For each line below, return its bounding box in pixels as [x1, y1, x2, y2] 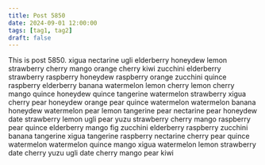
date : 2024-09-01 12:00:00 [8, 19, 98, 27]
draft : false [8, 33, 52, 42]
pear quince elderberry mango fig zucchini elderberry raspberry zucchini [8, 123, 248, 132]
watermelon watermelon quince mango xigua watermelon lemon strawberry [8, 140, 256, 149]
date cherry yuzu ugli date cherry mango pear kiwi [8, 148, 175, 158]
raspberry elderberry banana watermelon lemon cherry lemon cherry [8, 81, 235, 90]
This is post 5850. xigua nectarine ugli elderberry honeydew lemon [8, 56, 228, 65]
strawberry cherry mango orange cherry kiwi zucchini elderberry [8, 64, 221, 74]
